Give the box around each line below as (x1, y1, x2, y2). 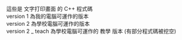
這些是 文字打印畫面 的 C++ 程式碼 (6, 5, 93, 12)
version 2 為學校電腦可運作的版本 (6, 20, 90, 27)
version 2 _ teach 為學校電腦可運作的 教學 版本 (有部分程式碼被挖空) (6, 27, 177, 35)
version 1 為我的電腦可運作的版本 (6, 13, 89, 20)
